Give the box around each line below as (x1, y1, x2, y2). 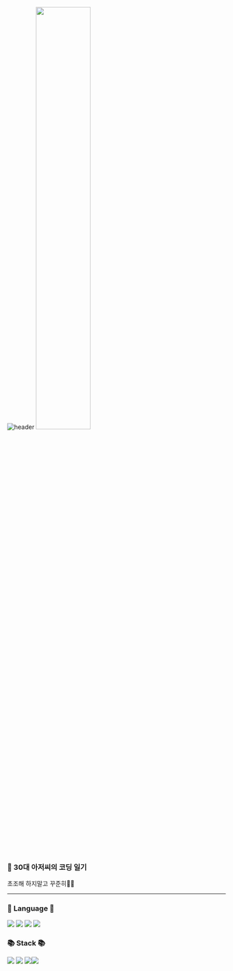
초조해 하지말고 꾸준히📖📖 (7, 880, 75, 888)
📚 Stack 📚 (7, 938, 46, 947)
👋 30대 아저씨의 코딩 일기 (7, 862, 87, 872)
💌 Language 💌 (7, 904, 55, 913)
